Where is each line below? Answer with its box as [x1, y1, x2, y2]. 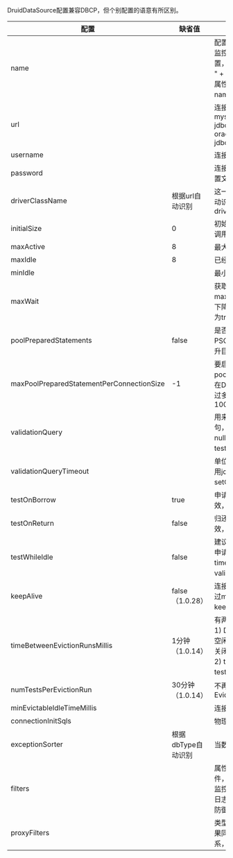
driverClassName [10, 196, 67, 205]
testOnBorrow [10, 495, 57, 504]
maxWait [10, 297, 40, 306]
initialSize [10, 224, 42, 233]
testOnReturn [10, 519, 54, 528]
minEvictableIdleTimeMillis [10, 703, 97, 712]
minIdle [10, 268, 35, 277]
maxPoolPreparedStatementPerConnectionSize [10, 379, 165, 388]
